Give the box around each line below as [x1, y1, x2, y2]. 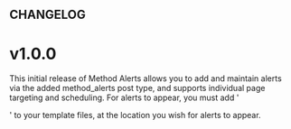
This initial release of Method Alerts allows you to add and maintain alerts [9, 73, 282, 84]
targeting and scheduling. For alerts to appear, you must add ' [9, 92, 239, 103]
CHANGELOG [9, 7, 86, 23]
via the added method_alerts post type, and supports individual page [9, 83, 266, 94]
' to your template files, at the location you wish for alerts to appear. [9, 110, 261, 121]
